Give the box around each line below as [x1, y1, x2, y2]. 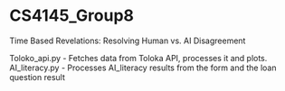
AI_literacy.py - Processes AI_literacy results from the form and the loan [9, 62, 277, 73]
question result [9, 71, 66, 82]
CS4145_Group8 [9, 5, 134, 26]
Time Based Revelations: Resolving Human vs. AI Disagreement [9, 35, 246, 46]
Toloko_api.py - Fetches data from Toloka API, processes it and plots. [9, 52, 268, 63]
